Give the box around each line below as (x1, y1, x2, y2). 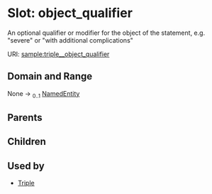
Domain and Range (7, 70, 93, 82)
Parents (7, 112, 43, 124)
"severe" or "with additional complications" (7, 36, 133, 44)
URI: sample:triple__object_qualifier (7, 50, 110, 58)
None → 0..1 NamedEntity (7, 89, 80, 99)
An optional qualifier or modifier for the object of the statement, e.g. (7, 28, 206, 37)
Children (7, 136, 46, 148)
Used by (7, 160, 45, 172)
